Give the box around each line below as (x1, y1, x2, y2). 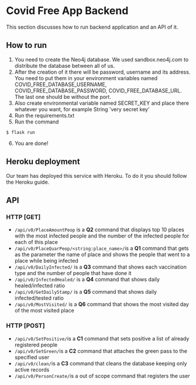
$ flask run (6, 129, 35, 135)
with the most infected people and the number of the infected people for (14, 232, 190, 239)
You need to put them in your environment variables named (14, 74, 158, 81)
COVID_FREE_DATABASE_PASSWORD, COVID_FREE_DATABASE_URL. (14, 87, 183, 94)
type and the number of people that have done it (14, 270, 132, 277)
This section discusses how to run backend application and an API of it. (6, 23, 178, 30)
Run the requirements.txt (14, 112, 75, 119)
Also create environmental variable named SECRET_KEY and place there (14, 99, 189, 106)
